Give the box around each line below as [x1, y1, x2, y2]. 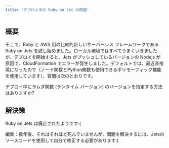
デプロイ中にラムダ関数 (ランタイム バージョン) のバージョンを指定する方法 [5, 84, 163, 90]
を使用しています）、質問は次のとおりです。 [5, 73, 96, 79]
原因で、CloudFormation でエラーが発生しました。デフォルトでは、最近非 [5, 60, 159, 66]
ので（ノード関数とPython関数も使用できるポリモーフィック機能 [27, 66, 162, 73]
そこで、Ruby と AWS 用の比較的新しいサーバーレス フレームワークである [5, 41, 159, 48]
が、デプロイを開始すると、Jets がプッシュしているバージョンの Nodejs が [5, 54, 161, 60]
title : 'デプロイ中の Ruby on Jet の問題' [5, 7, 90, 13]
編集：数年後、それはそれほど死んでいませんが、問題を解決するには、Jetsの [5, 131, 164, 137]
